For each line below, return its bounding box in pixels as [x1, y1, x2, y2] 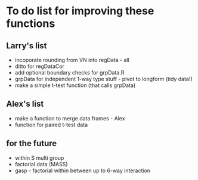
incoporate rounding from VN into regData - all [14, 57, 129, 63]
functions [6, 17, 55, 30]
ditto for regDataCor [14, 63, 64, 70]
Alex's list [6, 99, 44, 109]
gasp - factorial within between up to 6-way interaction [14, 167, 151, 174]
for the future [6, 138, 57, 148]
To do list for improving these [6, 4, 154, 18]
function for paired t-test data [14, 121, 88, 128]
